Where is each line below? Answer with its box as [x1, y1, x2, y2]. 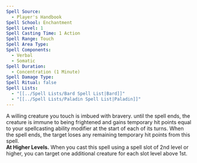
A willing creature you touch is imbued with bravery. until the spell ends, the [6, 112, 191, 119]
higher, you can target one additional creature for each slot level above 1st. [6, 149, 188, 157]
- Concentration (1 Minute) [11, 69, 81, 75]
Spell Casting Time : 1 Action [6, 31, 81, 36]
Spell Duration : [6, 63, 46, 69]
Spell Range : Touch [6, 36, 54, 42]
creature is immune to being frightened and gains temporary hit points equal [6, 118, 192, 125]
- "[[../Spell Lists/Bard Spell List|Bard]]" [11, 91, 126, 97]
